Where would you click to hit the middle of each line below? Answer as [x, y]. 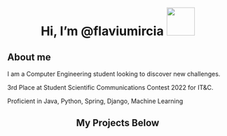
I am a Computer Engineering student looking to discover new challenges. [114, 74]
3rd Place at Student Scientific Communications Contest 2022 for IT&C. [110, 87]
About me [29, 57]
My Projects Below [118, 123]
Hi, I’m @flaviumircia [102, 31]
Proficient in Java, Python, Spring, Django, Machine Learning [95, 101]
